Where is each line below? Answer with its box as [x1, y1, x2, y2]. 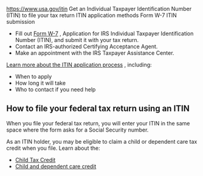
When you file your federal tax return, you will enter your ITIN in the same [6, 119, 190, 127]
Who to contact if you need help [15, 86, 96, 93]
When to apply [15, 73, 52, 80]
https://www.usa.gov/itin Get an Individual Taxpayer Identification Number [6, 5, 192, 12]
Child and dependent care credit [15, 163, 97, 170]
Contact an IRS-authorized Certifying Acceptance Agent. [15, 43, 158, 50]
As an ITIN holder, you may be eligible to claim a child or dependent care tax [6, 138, 198, 145]
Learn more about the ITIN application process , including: [6, 61, 152, 68]
